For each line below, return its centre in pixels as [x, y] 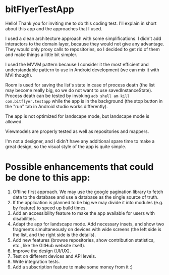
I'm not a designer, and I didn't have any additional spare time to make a [80, 141]
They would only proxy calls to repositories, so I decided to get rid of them [82, 49]
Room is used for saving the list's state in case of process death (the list [80, 85]
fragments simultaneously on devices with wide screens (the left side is [87, 229]
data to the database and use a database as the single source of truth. [86, 197]
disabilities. [24, 218]
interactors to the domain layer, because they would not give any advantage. [85, 43]
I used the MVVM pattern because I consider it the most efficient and [77, 64]
